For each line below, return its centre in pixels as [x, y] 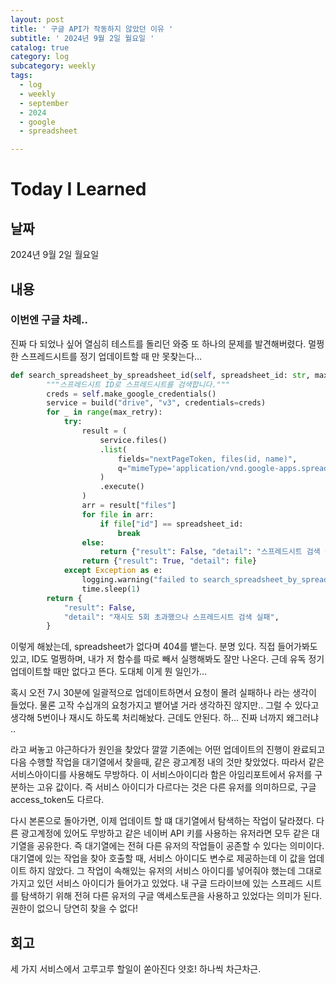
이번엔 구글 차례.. [49, 320]
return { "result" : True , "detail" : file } [169, 561]
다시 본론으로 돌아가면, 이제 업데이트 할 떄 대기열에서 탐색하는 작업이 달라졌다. [162, 821]
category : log [40, 57]
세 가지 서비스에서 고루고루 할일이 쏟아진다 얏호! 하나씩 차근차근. [136, 969]
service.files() [133, 440]
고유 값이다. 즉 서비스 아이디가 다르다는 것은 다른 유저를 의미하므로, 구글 [176, 787]
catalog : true [40, 47]
